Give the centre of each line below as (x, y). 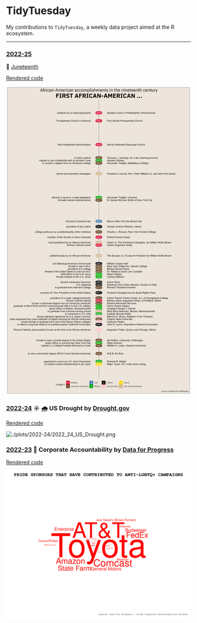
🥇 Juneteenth (22, 67)
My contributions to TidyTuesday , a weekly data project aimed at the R (90, 27)
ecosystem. (20, 33)
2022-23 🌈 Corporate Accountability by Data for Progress (90, 450)
